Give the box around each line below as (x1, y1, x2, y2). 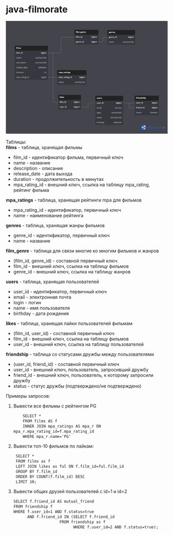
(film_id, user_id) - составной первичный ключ (13, 330, 115, 336)
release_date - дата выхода (13, 171, 72, 177)
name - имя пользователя (13, 305, 70, 311)
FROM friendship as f (59, 519, 106, 525)
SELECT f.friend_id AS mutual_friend (13, 499, 94, 504)
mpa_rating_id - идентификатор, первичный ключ (13, 207, 121, 213)
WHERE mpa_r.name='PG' (23, 434, 71, 439)
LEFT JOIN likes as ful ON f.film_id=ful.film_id (15, 464, 124, 469)
